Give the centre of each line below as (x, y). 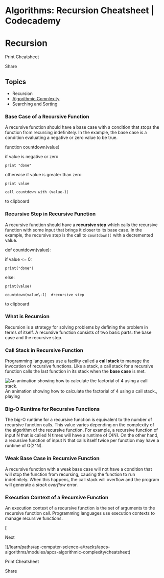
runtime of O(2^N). (24, 446)
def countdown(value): (28, 250)
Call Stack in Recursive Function (44, 350)
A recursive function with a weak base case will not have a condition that (79, 469)
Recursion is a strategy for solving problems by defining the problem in (77, 327)
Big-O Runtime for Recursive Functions (52, 409)
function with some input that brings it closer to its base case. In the (73, 230)
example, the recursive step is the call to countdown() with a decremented (79, 235)
